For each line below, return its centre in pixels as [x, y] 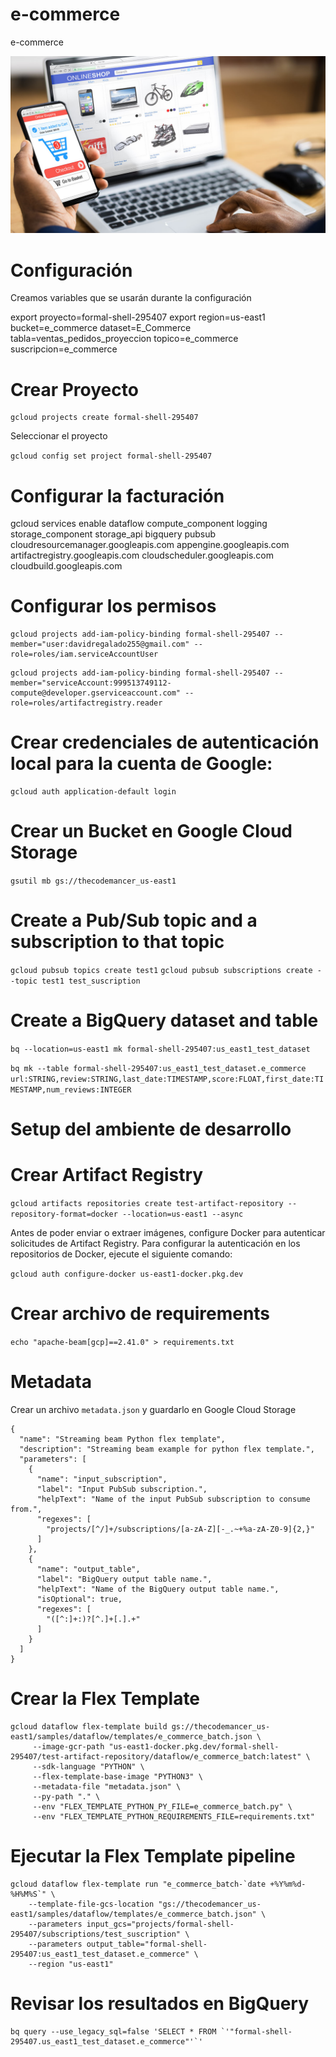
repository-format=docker [64, 1214]
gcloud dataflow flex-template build [89, 1726]
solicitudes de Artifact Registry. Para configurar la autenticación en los [155, 1244]
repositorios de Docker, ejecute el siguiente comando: [121, 1254]
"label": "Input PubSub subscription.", [122, 1489]
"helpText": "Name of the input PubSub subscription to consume [173, 1499]
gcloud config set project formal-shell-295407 [111, 456]
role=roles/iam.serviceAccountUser [84, 654]
